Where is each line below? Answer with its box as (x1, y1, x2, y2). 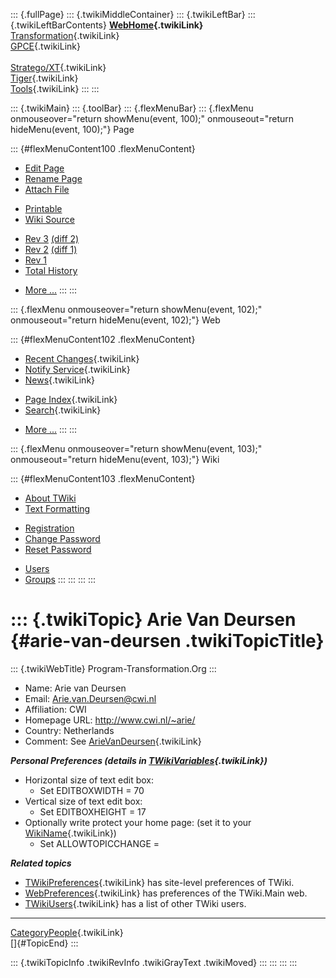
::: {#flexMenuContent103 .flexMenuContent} (10, 473, 196, 484)
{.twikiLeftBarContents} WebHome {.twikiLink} (10, 19, 204, 31)
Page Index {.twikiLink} (24, 394, 118, 405)
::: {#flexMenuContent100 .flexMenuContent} (10, 143, 196, 154)
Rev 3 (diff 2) (24, 233, 80, 244)
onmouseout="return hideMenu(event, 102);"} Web (10, 314, 221, 326)
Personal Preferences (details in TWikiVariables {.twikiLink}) (10, 754, 268, 766)
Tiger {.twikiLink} (10, 72, 79, 84)
